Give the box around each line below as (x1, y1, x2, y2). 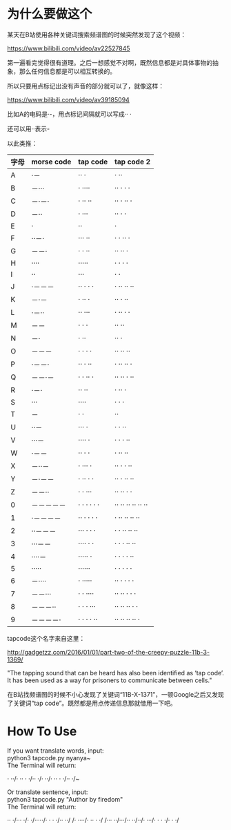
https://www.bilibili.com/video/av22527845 (7, 44, 130, 52)
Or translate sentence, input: (7, 788, 88, 796)
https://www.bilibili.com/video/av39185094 (7, 95, 130, 104)
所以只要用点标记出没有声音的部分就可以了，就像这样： (7, 81, 164, 90)
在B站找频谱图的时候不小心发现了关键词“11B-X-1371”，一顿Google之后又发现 (7, 690, 224, 698)
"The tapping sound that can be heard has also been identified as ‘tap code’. (7, 668, 224, 677)
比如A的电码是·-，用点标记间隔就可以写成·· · (7, 110, 132, 118)
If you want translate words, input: (7, 746, 105, 755)
